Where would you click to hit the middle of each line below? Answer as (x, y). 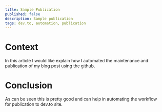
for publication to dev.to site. (34, 104)
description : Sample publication (39, 19)
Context (22, 47)
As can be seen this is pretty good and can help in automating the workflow (81, 99)
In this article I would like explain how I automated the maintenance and (77, 61)
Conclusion (29, 85)
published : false (23, 14)
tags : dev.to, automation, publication (46, 23)
